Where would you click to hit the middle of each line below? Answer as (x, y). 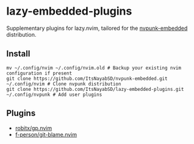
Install (18, 54)
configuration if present (39, 73)
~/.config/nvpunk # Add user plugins (54, 95)
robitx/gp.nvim (34, 128)
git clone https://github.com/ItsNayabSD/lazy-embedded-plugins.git (95, 89)
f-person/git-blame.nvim (46, 134)
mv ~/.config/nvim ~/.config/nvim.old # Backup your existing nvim (94, 68)
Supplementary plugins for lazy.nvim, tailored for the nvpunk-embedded (97, 28)
